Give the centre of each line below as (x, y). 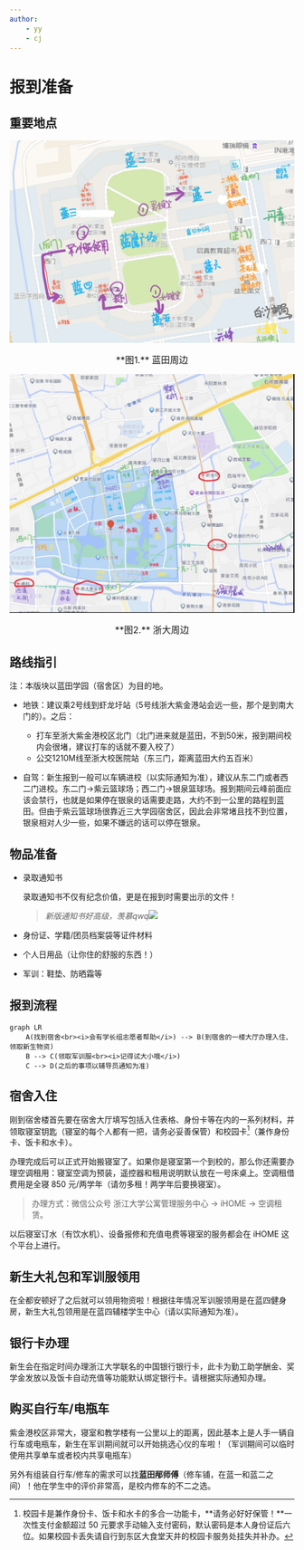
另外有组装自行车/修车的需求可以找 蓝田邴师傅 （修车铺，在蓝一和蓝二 (138, 1474)
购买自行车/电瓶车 (60, 1409)
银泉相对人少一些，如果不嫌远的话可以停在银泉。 (114, 823)
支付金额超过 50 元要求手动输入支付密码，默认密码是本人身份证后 (161, 1525)
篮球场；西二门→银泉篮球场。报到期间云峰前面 (197, 789)
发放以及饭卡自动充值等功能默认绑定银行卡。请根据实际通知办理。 (148, 1378)
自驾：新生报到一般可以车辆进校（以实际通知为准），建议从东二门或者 (151, 778)
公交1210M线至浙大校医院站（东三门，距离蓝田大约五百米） (147, 758)
